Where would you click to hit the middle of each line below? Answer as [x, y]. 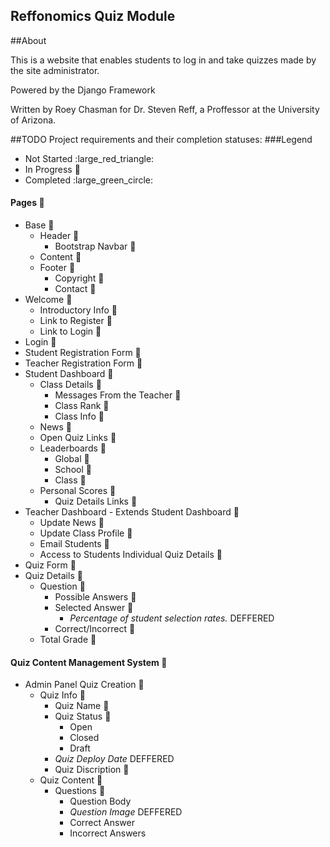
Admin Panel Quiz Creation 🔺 [84, 685]
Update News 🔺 [72, 523]
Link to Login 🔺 [70, 331]
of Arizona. [33, 120]
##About [28, 40]
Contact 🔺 [75, 289]
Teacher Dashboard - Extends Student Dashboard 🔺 [132, 512]
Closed [84, 738]
